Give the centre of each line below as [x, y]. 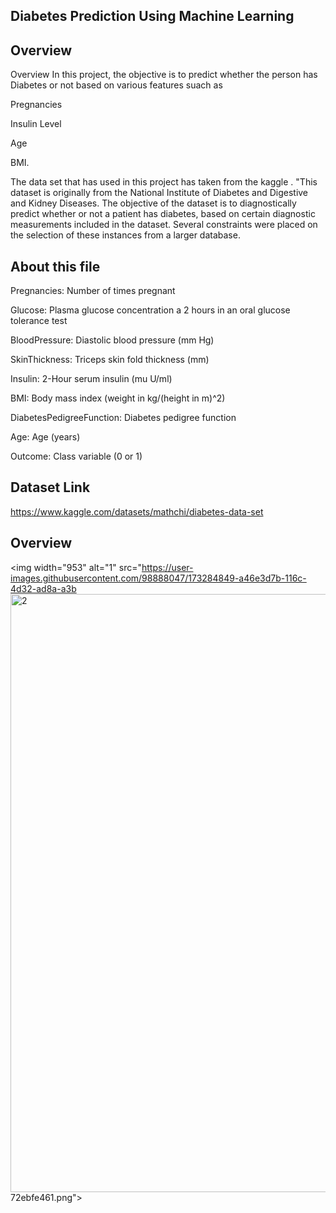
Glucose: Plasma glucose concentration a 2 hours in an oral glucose [150, 310]
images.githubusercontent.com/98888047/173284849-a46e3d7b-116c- [158, 578]
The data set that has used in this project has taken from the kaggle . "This [164, 182]
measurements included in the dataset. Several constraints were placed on [164, 225]
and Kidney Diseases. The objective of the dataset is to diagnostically [153, 203]
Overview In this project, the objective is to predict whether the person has [164, 75]
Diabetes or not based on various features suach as [116, 85]
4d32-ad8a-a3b [43, 588]
